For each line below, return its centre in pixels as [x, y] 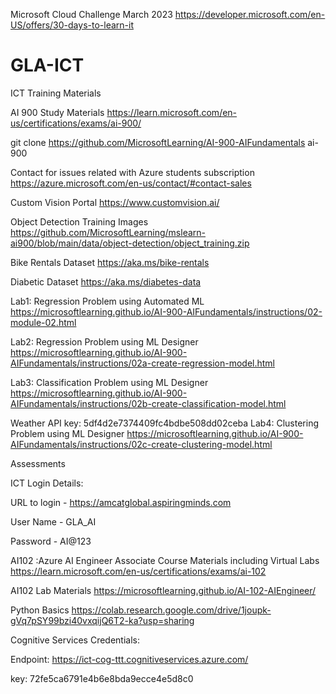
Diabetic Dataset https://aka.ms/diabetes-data [106, 281]
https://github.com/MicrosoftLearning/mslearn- [108, 232]
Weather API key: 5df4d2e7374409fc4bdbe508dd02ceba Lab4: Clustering [165, 423]
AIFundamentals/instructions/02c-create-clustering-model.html [141, 444]
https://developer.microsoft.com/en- [250, 14]
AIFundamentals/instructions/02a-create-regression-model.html [142, 363]
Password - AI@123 [51, 541]
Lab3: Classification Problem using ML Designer [109, 382]
